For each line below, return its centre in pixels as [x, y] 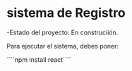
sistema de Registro [66, 13]
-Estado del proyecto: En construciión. [62, 32]
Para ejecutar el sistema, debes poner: [63, 46]
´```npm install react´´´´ [39, 59]
